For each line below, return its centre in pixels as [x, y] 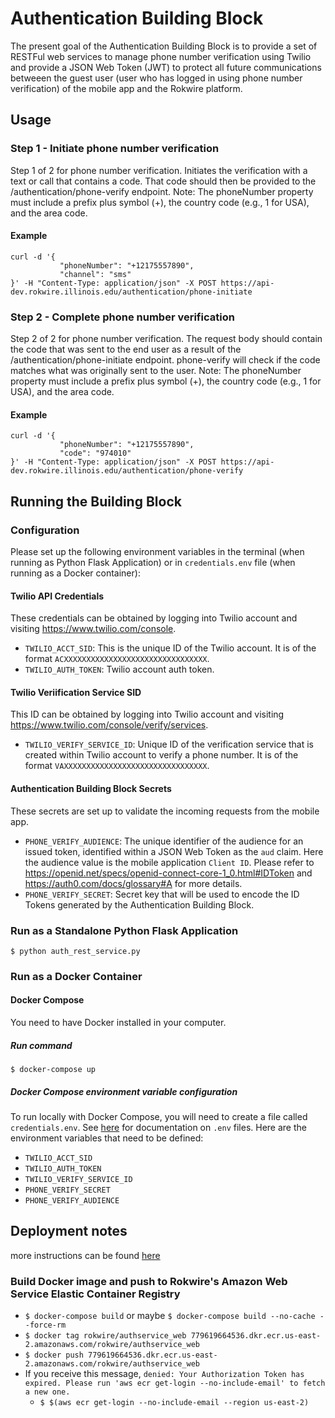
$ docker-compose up [53, 1070]
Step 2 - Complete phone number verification [122, 317]
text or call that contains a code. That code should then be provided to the [163, 181]
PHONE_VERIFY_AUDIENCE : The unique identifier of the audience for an [164, 841]
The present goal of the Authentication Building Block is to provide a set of [164, 46]
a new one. [47, 1392]
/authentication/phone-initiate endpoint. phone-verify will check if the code [165, 360]
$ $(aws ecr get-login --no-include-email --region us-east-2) [174, 1403]
